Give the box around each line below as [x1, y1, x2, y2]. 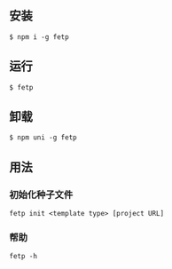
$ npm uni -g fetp [9, 133, 77, 142]
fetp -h [9, 252, 38, 261]
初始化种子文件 [9, 188, 74, 201]
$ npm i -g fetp [9, 32, 69, 42]
